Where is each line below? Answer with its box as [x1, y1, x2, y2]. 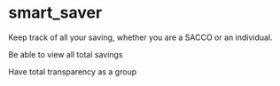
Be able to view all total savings [8, 49, 123, 59]
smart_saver [8, 3, 103, 23]
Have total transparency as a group [8, 66, 137, 77]
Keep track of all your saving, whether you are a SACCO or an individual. [8, 32, 273, 43]
